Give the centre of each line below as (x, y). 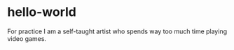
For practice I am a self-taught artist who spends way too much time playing (117, 31)
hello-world (42, 12)
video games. (27, 38)
